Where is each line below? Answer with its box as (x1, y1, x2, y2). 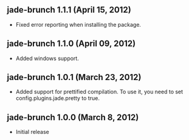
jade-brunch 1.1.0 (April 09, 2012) (7, 39, 136, 49)
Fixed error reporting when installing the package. (15, 21, 142, 28)
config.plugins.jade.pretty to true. (15, 95, 100, 102)
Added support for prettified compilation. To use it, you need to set (15, 88, 184, 96)
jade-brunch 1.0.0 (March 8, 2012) (7, 112, 139, 122)
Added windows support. (15, 55, 80, 62)
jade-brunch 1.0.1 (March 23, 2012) (7, 72, 142, 82)
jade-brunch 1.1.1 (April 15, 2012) (7, 5, 131, 15)
